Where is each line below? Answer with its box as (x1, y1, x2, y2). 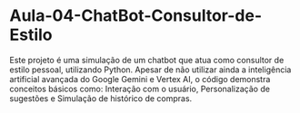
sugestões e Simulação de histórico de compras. (9, 92, 193, 104)
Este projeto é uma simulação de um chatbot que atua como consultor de (9, 54, 285, 65)
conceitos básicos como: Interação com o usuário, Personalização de (9, 83, 271, 94)
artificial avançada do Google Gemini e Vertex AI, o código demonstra (9, 73, 271, 84)
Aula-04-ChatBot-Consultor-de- (9, 5, 262, 26)
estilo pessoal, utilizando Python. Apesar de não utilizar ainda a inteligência (9, 64, 292, 75)
